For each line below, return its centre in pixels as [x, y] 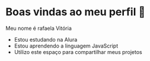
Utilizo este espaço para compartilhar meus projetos [78, 52]
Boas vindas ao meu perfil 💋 [76, 12]
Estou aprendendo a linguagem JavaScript [66, 46]
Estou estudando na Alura [46, 39]
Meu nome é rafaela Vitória [39, 28]
